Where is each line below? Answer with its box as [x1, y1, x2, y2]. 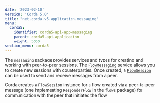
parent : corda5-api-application [14, 35, 79, 40]
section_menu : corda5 [5, 43, 49, 48]
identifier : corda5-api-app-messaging [14, 30, 92, 35]
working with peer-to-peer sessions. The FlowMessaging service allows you [5, 62, 155, 68]
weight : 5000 [14, 39, 40, 44]
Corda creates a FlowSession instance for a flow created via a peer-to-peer [5, 82, 155, 88]
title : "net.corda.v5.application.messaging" [5, 16, 99, 21]
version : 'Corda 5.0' [5, 12, 49, 17]
